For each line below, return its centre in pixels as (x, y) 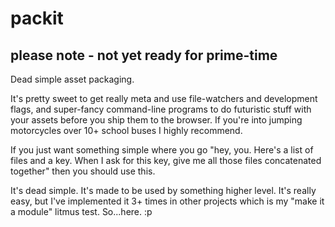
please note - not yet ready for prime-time (144, 55)
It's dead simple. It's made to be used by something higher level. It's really (163, 190)
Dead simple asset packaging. (72, 79)
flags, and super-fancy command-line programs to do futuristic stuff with (161, 109)
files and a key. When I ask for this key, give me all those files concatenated (166, 160)
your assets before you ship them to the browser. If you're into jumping (156, 120)
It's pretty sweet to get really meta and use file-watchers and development (164, 98)
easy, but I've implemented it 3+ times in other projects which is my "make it (167, 201)
